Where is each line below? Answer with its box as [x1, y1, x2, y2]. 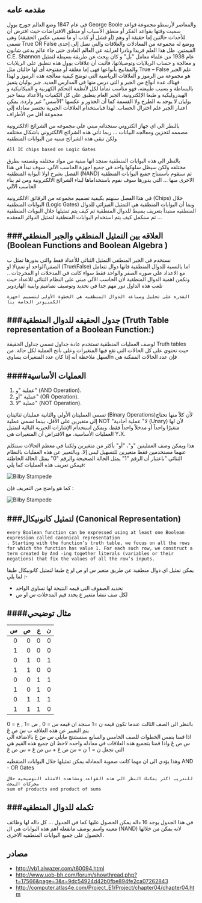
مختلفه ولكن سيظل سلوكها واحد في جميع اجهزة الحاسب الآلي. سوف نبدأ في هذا [7, 163, 186, 170]
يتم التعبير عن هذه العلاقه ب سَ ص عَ [7, 727, 90, 734]
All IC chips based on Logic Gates [7, 146, 96, 152]
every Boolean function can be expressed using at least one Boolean [7, 530, 185, 536]
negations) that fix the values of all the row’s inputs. [7, 556, 155, 562]
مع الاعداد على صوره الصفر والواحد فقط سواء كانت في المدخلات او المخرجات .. [7, 269, 185, 276]
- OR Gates [7, 764, 35, 771]
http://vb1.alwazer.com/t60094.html [15, 864, 105, 872]
